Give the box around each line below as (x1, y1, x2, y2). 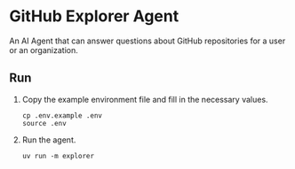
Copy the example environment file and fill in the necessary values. (21, 94, 268, 104)
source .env (21, 119, 67, 127)
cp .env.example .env (21, 111, 102, 120)
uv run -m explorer (21, 151, 95, 160)
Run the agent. (21, 134, 76, 145)
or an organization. (9, 44, 78, 55)
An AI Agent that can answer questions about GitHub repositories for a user (9, 35, 286, 46)
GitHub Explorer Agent (9, 6, 179, 27)
